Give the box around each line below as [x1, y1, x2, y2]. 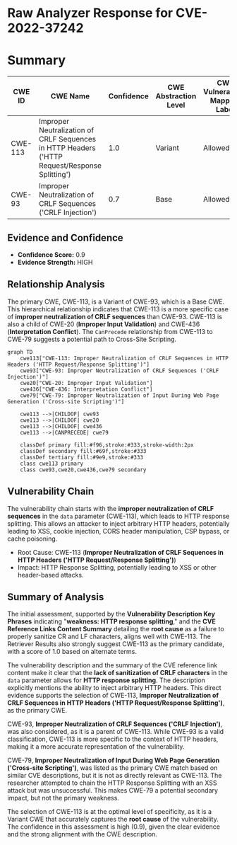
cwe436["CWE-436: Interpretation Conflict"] [20, 386, 153, 393]
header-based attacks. [17, 570, 84, 579]
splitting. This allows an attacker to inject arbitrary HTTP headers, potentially [7, 519, 230, 528]
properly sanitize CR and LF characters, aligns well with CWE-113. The [7, 632, 212, 641]
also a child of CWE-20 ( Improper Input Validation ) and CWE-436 [7, 320, 200, 328]
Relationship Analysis [7, 278, 105, 291]
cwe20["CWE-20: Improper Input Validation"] [20, 379, 153, 386]
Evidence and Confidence [7, 231, 123, 243]
